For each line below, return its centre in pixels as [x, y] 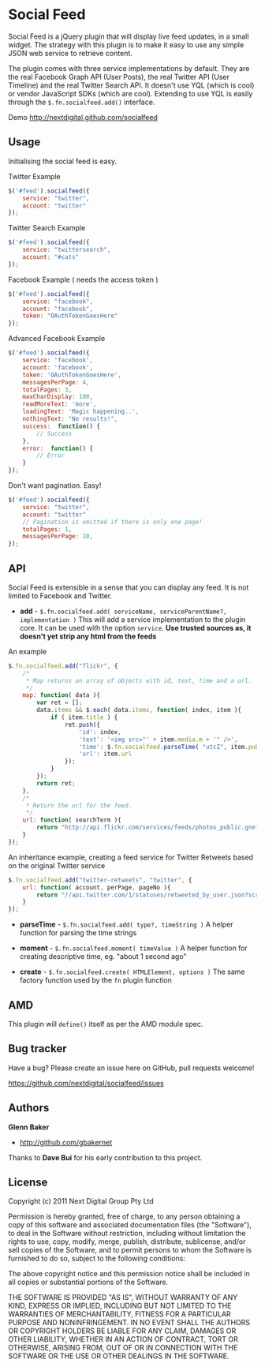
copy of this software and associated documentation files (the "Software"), [130, 1225]
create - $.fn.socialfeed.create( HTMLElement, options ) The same [132, 972]
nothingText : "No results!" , [70, 419]
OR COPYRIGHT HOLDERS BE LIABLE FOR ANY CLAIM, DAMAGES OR [122, 1331]
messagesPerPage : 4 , [56, 382]
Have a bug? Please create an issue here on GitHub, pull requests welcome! [131, 1068]
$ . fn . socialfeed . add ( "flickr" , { [63, 666]
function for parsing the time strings [78, 933]
